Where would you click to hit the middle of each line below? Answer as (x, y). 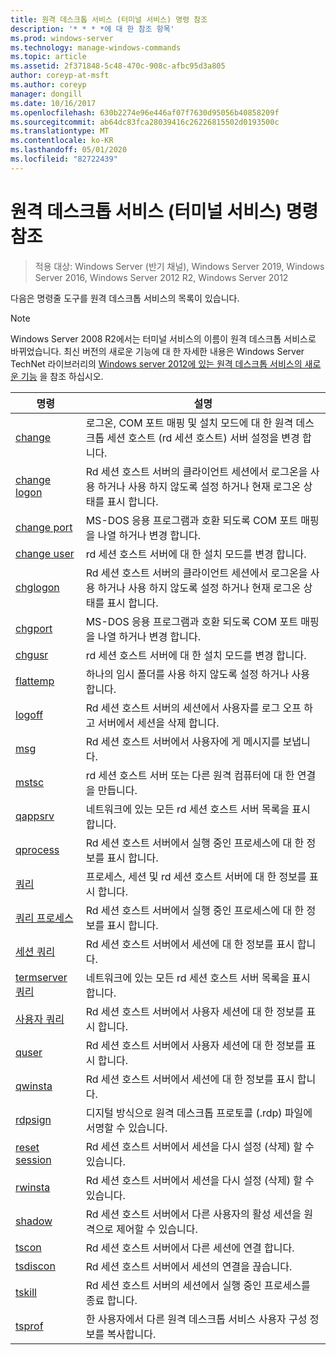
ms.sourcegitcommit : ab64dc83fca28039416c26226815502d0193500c (145, 122)
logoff (29, 714)
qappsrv (35, 816)
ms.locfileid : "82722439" (64, 159)
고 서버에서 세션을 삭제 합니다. (152, 723)
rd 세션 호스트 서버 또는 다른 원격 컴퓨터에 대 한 (190, 775)
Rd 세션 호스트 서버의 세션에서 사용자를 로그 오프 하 (199, 708)
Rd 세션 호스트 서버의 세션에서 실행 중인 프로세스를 (198, 1285)
